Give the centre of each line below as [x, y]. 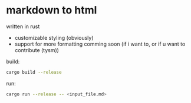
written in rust [23, 26]
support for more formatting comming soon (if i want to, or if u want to [100, 44]
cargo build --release [34, 72]
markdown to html [52, 10]
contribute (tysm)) [37, 50]
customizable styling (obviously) [54, 37]
